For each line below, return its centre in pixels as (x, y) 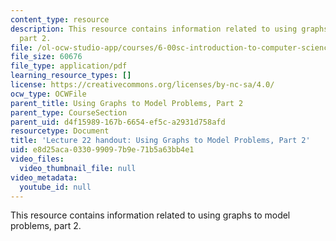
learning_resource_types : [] (71, 76)
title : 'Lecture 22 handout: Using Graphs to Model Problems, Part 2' (160, 141)
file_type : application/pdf (69, 66)
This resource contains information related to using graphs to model (150, 215)
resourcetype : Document (60, 131)
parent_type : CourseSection (69, 112)
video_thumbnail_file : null (78, 168)
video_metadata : (44, 177)
